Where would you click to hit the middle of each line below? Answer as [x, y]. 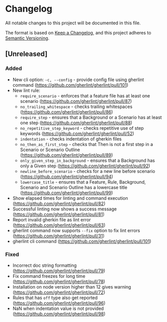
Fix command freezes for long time [49, 276]
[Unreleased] [26, 54]
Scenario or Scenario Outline [50, 150]
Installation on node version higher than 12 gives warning [72, 287]
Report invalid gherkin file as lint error [52, 220]
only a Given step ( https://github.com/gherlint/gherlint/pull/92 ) [85, 166]
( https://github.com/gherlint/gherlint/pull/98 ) [59, 314]
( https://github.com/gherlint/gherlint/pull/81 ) [59, 214]
